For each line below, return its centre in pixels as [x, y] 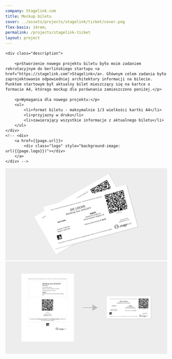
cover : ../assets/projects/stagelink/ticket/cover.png [65, 22]
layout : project [23, 38]
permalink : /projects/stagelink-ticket [48, 33]
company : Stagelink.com [31, 11]
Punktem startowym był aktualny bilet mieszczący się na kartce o [78, 84]
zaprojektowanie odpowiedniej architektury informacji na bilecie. [79, 79]
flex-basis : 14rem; [26, 27]
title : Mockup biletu [28, 16]
